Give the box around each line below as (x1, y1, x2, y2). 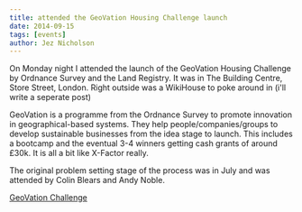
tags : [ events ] (9, 30, 67, 39)
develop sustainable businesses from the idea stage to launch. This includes (9, 128, 293, 140)
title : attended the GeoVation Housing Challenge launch (9, 13, 228, 23)
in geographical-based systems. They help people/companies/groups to (9, 119, 279, 130)
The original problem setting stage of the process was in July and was (9, 165, 270, 176)
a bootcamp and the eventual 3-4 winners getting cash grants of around (9, 138, 278, 149)
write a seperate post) (9, 92, 92, 103)
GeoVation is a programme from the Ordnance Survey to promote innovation (9, 109, 293, 120)
